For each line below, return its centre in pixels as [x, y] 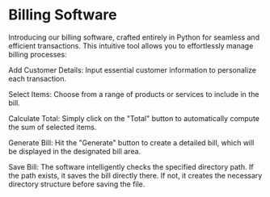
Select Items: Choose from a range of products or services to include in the [134, 94]
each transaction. [38, 78]
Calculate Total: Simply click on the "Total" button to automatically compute [134, 118]
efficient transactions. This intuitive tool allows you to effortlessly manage [131, 45]
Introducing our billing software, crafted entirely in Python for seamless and [134, 37]
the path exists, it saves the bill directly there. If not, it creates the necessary [135, 175]
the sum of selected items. [53, 127]
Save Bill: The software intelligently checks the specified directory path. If [131, 166]
